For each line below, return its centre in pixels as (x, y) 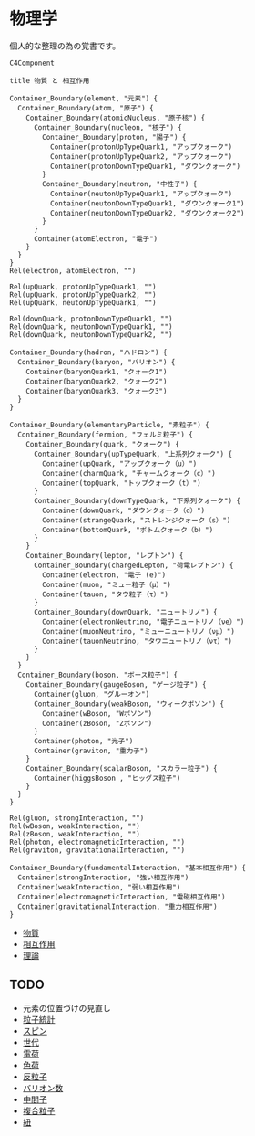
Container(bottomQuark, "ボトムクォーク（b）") (128, 530)
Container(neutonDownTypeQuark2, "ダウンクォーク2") (147, 213)
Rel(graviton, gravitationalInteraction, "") (97, 850)
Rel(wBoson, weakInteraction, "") (75, 826)
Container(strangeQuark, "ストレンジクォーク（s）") (137, 520)
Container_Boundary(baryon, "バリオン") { (97, 362)
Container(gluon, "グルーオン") (92, 694)
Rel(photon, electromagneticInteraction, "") (97, 842)
